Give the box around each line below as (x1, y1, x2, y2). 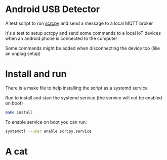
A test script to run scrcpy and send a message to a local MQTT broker (5, 20, 153, 26)
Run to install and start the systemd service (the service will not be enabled (5, 94, 162, 100)
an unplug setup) (5, 50, 41, 57)
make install (5, 110, 33, 115)
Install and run (5, 68, 67, 80)
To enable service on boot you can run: (5, 119, 87, 125)
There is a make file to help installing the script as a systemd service (5, 85, 148, 91)
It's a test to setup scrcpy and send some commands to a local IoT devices (5, 30, 161, 36)
